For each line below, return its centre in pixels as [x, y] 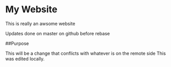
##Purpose [17, 43]
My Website [31, 9]
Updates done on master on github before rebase [58, 33]
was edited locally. [25, 59]
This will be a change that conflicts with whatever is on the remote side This [85, 53]
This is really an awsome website [40, 24]
